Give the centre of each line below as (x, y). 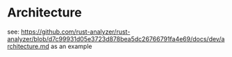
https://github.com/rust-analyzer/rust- (75, 32)
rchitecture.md (28, 46)
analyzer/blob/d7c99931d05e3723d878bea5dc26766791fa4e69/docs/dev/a (116, 38)
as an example (72, 46)
